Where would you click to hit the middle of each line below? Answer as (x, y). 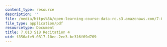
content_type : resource (30, 10)
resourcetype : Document (30, 28)
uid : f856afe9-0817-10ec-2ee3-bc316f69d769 (51, 37)
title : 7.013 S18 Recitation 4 (38, 32)
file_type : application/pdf (34, 23)
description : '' (22, 14)
